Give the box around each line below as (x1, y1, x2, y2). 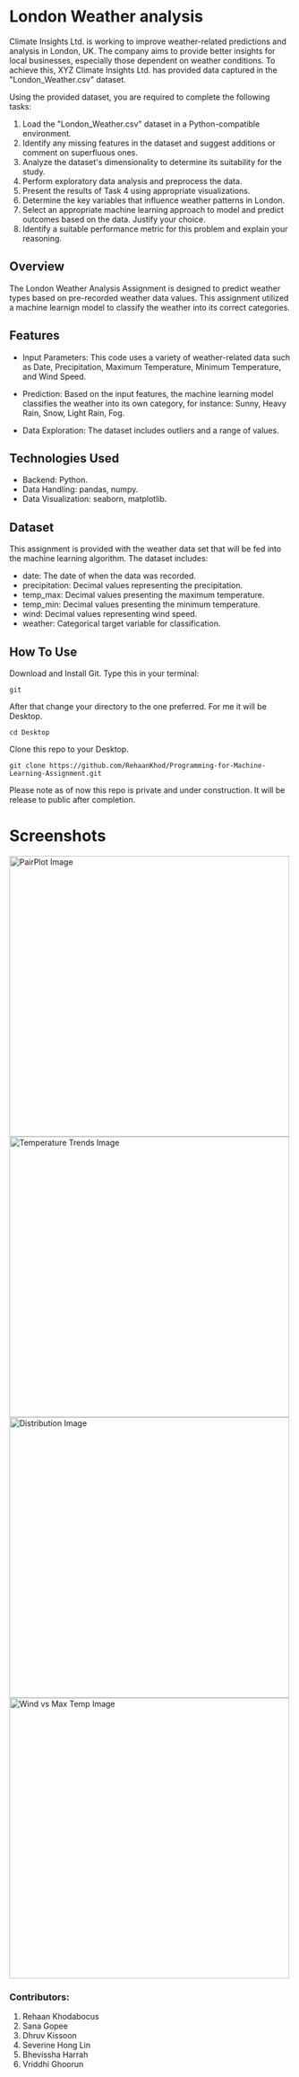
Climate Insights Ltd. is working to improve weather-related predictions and (9, 36, 286, 47)
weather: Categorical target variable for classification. (21, 618, 221, 629)
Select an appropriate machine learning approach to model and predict (21, 204, 285, 215)
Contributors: (9, 1991, 70, 2003)
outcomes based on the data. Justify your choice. (21, 214, 206, 224)
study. (21, 166, 46, 177)
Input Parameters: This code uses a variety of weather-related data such (21, 352, 291, 363)
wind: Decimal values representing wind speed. (21, 609, 198, 620)
